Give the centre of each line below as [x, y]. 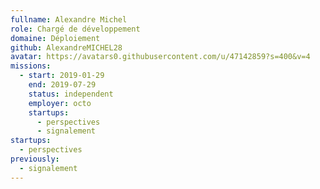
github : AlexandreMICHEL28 [66, 47]
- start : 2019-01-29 [62, 76]
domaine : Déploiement [55, 38]
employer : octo [60, 103]
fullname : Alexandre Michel [69, 19]
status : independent [71, 94]
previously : [35, 159]
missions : [31, 66]
